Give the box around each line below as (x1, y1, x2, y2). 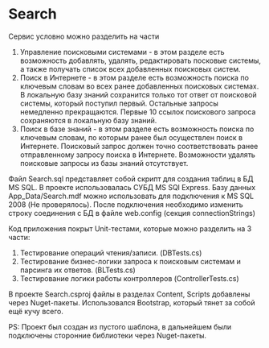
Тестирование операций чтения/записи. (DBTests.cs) (19, 247, 202, 258)
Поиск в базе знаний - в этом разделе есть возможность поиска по (19, 124, 255, 134)
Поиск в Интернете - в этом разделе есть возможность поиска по (19, 72, 249, 82)
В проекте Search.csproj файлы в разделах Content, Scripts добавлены (8, 289, 251, 299)
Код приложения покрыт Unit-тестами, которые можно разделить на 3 (8, 223, 252, 234)
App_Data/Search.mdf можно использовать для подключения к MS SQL (8, 191, 255, 201)
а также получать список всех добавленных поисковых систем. (19, 64, 241, 73)
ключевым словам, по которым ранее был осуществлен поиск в (19, 132, 243, 142)
